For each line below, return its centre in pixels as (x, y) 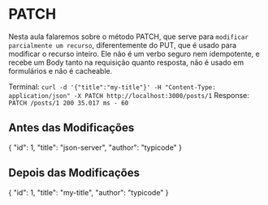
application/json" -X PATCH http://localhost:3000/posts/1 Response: (129, 95)
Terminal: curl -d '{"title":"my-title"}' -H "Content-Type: (112, 87)
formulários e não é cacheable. (61, 70)
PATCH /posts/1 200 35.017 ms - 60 (69, 103)
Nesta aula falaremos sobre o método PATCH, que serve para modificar (129, 36)
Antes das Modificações (71, 128)
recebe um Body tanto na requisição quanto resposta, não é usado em (126, 62)
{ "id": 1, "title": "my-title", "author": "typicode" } (89, 192)
